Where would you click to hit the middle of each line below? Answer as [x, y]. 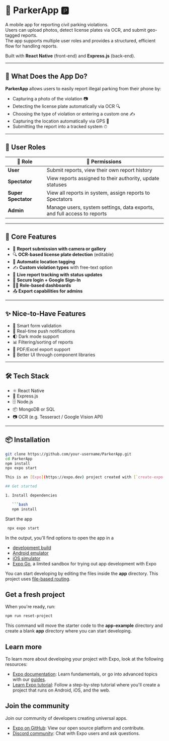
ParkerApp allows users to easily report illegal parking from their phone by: [83, 88]
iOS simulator [26, 558]
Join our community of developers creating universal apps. [66, 718]
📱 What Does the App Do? [46, 76]
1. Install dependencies [31, 496]
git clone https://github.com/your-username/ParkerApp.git [68, 454]
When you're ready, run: [30, 607]
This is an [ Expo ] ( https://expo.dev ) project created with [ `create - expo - [85, 477]
